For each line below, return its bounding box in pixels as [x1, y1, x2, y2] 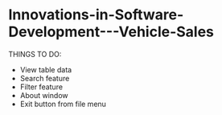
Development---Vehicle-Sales [8, 23, 215, 41]
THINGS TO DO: [8, 49, 62, 59]
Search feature [19, 73, 70, 83]
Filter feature [19, 82, 63, 92]
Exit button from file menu [19, 99, 107, 109]
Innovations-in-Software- [8, 6, 184, 24]
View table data [19, 64, 72, 74]
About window [19, 90, 68, 100]
